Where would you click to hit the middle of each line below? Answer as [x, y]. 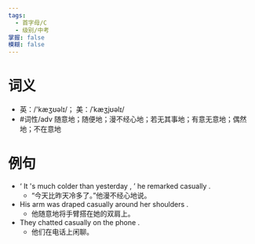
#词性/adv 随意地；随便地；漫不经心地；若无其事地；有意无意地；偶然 [133, 120]
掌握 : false [26, 37]
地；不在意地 [40, 129]
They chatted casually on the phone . [80, 222]
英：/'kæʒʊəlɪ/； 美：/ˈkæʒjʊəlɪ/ [72, 109]
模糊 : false [26, 45]
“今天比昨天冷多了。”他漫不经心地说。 [91, 195]
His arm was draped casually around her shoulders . [104, 204]
